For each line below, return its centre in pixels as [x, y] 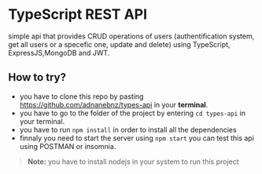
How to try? [37, 77]
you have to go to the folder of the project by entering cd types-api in [133, 113]
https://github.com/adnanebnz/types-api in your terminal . [114, 104]
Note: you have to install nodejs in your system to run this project [133, 161]
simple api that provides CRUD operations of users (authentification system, [131, 36]
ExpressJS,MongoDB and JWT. [59, 53]
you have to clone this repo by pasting [81, 96]
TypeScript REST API [78, 14]
